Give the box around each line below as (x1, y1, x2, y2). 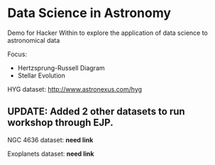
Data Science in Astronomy (7, 5, 172, 21)
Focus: (7, 50, 27, 58)
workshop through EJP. (7, 117, 114, 129)
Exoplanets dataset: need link (7, 149, 94, 158)
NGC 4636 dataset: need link (7, 135, 94, 144)
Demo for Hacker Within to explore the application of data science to (7, 28, 208, 37)
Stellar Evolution (17, 71, 65, 80)
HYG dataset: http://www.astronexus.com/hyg (7, 85, 143, 93)
